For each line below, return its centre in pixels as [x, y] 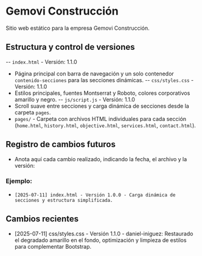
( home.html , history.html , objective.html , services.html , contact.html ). [105, 125]
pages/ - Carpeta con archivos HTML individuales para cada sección [100, 119]
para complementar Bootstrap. [53, 246]
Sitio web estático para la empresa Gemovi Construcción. [78, 28]
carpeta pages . [33, 112]
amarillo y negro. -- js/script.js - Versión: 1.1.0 [75, 99]
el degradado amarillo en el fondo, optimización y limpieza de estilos [100, 240]
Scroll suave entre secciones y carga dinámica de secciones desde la [102, 106]
